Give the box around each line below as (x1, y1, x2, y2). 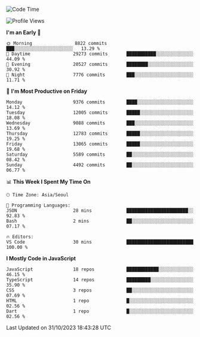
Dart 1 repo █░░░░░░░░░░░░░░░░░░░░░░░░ (6, 308, 194, 314)
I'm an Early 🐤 (6, 29, 41, 36)
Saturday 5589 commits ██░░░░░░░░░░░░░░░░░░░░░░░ (6, 151, 194, 157)
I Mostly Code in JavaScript (6, 255, 76, 262)
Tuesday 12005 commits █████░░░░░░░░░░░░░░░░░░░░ (6, 110, 194, 116)
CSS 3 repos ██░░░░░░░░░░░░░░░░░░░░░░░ (6, 287, 194, 293)
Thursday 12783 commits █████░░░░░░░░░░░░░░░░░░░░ (6, 130, 194, 136)
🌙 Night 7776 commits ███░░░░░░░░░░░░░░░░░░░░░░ (6, 72, 194, 78)
